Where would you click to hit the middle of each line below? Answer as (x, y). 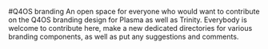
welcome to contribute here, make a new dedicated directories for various (130, 28)
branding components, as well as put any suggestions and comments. (124, 36)
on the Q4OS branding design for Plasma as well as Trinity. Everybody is (128, 20)
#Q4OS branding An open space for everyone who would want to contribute (134, 11)
